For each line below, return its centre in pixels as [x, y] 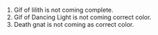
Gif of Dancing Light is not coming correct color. [82, 17]
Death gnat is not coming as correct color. [74, 24]
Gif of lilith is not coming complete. [63, 10]
